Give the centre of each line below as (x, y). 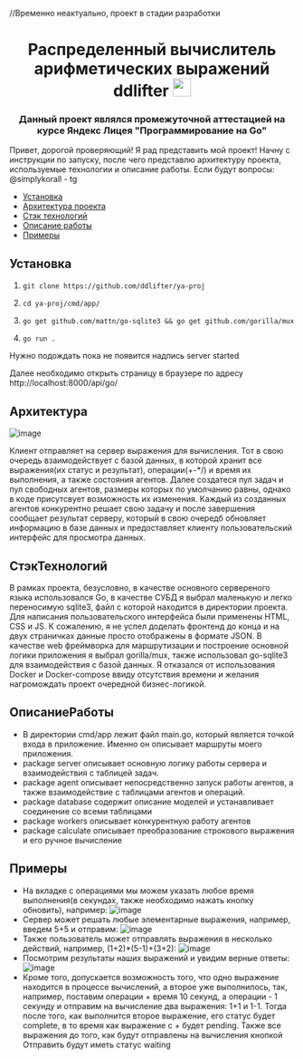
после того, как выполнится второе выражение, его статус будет (149, 1016)
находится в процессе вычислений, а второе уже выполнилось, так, (155, 987)
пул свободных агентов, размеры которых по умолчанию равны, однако (150, 489)
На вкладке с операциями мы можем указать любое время (138, 891)
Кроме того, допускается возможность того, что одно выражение (151, 977)
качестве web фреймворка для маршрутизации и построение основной (149, 645)
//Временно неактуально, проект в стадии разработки (115, 13)
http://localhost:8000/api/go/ (64, 383)
